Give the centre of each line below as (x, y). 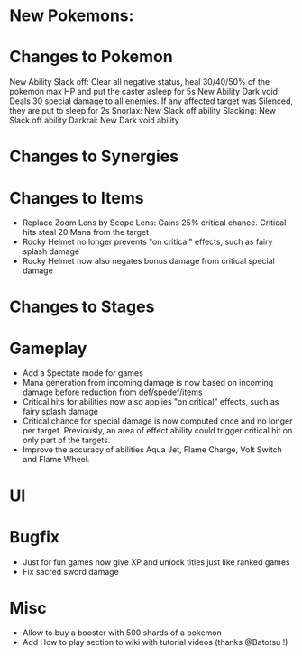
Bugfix (35, 537)
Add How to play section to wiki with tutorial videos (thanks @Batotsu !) (155, 642)
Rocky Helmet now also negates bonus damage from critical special (148, 261)
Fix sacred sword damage (70, 571)
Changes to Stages (82, 307)
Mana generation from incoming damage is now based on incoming (148, 383)
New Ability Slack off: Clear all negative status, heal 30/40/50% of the (140, 82)
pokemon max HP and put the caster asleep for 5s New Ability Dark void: (145, 92)
